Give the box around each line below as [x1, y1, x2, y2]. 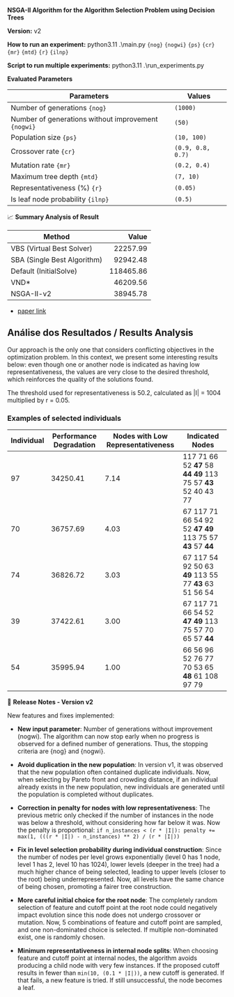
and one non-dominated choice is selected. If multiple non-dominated [17, 926, 218, 934]
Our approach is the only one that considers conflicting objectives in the [7, 345, 214, 354]
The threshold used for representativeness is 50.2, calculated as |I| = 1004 [7, 388, 221, 396]
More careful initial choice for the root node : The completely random [17, 896, 218, 904]
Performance [52, 431, 97, 441]
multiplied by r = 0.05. [7, 396, 70, 404]
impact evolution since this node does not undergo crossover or [17, 911, 201, 919]
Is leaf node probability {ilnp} [10, 194, 109, 204]
